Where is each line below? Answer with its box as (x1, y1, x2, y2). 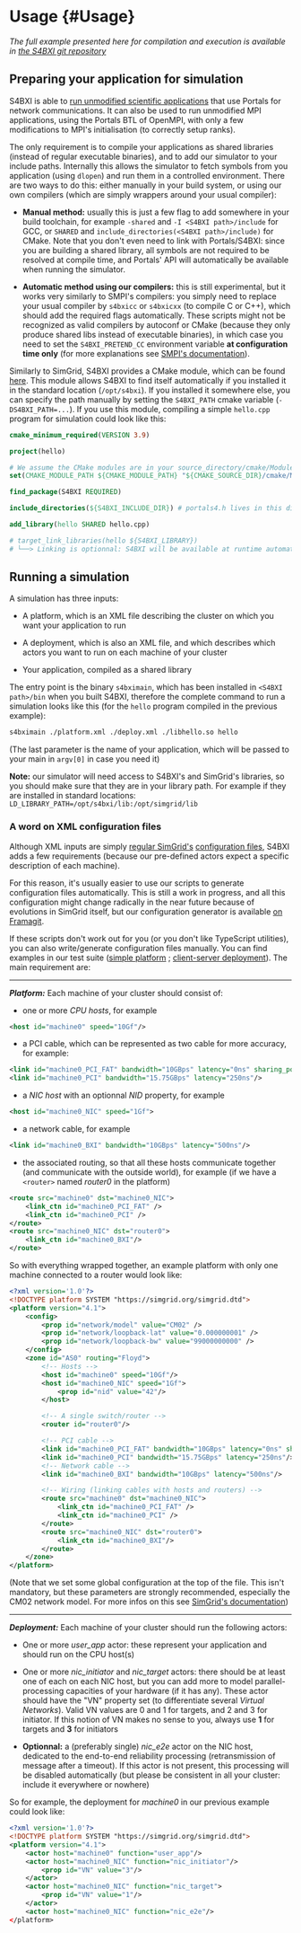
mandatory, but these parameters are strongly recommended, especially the (9, 1587, 291, 1598)
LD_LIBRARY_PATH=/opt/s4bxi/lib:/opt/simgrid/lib (9, 799, 199, 809)
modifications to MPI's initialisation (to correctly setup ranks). (9, 124, 236, 135)
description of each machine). (9, 860, 121, 870)
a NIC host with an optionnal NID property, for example (21, 1090, 226, 1101)
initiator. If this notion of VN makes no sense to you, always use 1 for (21, 1714, 275, 1726)
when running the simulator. (21, 263, 125, 275)
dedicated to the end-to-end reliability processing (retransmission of (21, 1751, 276, 1761)
